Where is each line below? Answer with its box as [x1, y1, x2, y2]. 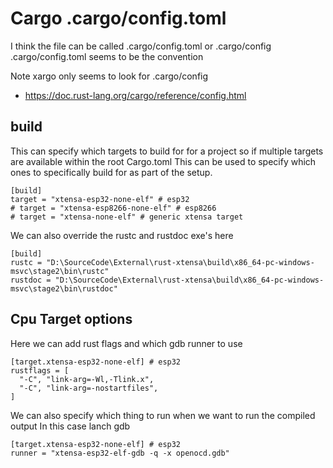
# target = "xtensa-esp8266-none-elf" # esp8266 [10, 203, 217, 213]
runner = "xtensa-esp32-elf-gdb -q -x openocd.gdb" [10, 448, 230, 458]
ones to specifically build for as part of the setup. [10, 166, 213, 178]
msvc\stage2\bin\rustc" [10, 266, 110, 276]
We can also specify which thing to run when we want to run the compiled [10, 409, 316, 421]
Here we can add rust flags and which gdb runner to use [10, 337, 243, 349]
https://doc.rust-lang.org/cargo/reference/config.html [24, 89, 247, 101]
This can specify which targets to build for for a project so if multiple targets [10, 145, 324, 157]
